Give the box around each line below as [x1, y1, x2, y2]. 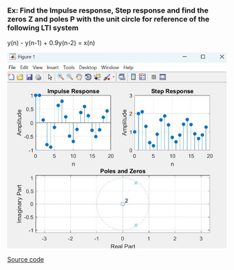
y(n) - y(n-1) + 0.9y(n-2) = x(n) [7, 39, 95, 47]
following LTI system [7, 23, 79, 33]
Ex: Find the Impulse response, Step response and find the [7, 6, 209, 15]
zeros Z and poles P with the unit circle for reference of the [7, 14, 210, 24]
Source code [7, 255, 44, 264]
